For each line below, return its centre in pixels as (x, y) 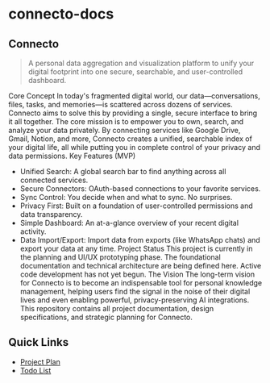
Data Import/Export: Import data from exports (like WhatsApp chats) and (140, 240)
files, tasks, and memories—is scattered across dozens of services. (120, 104)
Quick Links (39, 342)
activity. (33, 231)
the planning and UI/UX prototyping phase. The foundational (120, 257)
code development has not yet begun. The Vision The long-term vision (137, 274)
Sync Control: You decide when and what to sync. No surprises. (126, 197)
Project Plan (40, 362)
